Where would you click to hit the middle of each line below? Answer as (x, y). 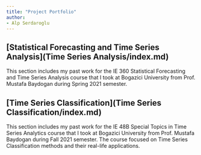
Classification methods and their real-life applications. (73, 146)
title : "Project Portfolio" (42, 12)
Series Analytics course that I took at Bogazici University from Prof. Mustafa (100, 133)
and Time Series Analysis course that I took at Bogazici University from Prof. (101, 77)
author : (16, 17)
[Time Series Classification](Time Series (84, 103)
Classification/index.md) (54, 112)
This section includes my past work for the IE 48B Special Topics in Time (97, 126)
